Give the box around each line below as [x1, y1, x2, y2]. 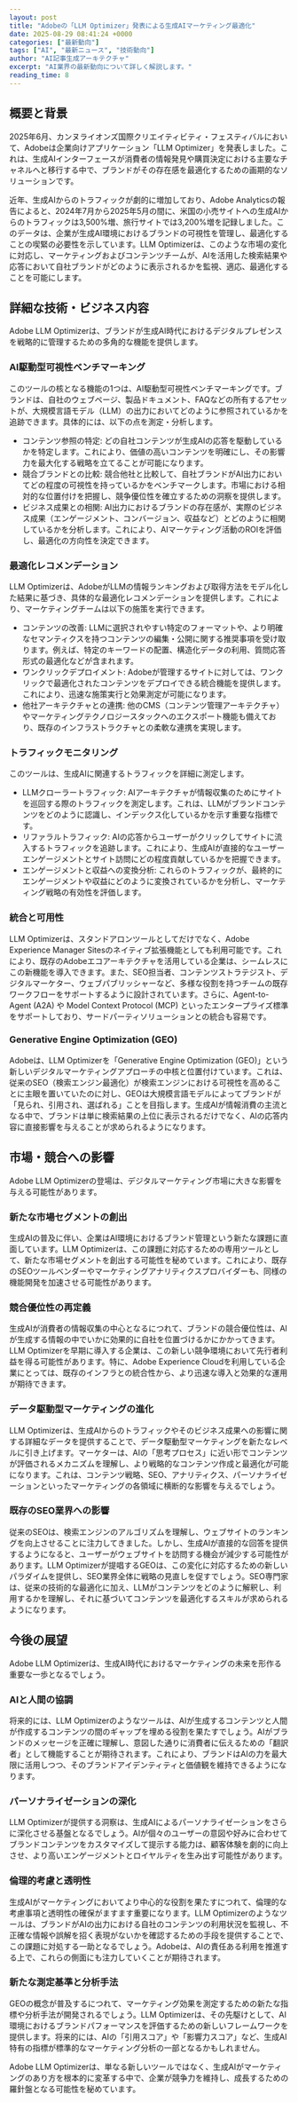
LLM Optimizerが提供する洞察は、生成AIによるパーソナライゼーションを [9, 1817, 272, 1828]
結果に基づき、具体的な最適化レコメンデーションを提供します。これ [16, 592, 264, 603]
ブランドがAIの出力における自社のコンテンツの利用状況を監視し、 [39, 1918, 281, 1929]
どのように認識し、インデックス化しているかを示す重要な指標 [45, 810, 271, 820]
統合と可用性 [9, 912, 65, 924]
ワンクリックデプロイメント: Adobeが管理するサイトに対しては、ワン [21, 667, 277, 677]
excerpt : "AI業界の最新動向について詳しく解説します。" [9, 63, 192, 72]
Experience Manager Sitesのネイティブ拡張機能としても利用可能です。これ [9, 944, 282, 955]
